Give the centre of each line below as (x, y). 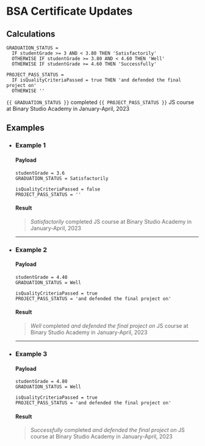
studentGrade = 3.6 (40, 173)
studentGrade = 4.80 (41, 382)
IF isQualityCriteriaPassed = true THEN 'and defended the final (97, 80)
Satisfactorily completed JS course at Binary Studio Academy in (111, 221)
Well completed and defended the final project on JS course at (109, 326)
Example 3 (31, 353)
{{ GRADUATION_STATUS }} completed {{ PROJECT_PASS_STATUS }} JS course (100, 102)
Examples (25, 128)
